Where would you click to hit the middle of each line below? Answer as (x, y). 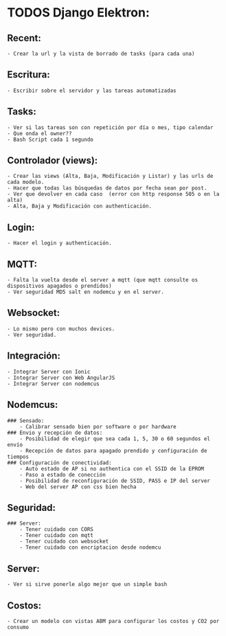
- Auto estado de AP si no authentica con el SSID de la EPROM (112, 468)
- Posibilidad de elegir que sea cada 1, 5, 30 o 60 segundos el (115, 439)
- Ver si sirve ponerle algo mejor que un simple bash (87, 584)
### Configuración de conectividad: (59, 463)
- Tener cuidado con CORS (57, 530)
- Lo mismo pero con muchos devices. (61, 329)
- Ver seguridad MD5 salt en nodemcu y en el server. (86, 292)
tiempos (18, 457)
